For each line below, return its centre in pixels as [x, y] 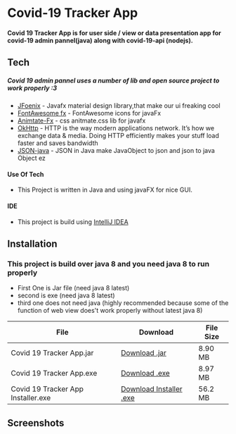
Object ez [31, 158]
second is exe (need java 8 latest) [66, 296]
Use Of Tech [26, 174]
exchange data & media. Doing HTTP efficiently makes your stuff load [118, 136]
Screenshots [36, 423]
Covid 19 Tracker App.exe [54, 373]
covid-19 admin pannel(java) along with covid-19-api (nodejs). [100, 40]
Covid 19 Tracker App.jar [52, 353]
